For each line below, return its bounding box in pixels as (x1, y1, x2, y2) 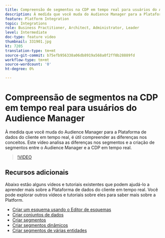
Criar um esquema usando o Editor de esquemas (12, 207, 111, 212)
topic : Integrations (5, 21, 48, 26)
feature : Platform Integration (5, 16, 69, 21)
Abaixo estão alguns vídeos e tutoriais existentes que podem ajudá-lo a (5, 181, 150, 187)
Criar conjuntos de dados (12, 212, 64, 217)
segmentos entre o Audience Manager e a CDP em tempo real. (5, 144, 132, 150)
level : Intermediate (5, 30, 48, 35)
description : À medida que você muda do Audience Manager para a (5, 12, 141, 17)
